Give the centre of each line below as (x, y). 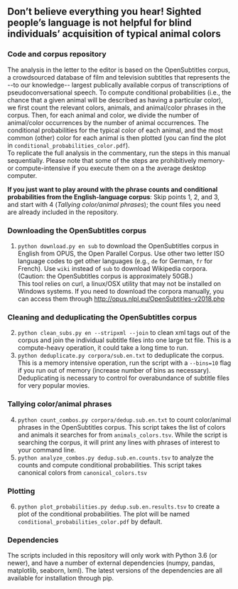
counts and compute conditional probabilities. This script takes (110, 465)
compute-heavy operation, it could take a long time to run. (103, 348)
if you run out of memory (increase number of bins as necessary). (114, 371)
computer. (22, 175)
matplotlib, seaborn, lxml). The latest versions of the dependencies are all (115, 571)
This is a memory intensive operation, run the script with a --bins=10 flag (124, 363)
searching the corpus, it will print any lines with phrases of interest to (119, 442)
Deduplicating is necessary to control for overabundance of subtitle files (123, 378)
